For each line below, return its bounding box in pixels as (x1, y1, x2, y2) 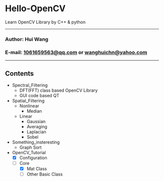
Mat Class (26, 166, 47, 172)
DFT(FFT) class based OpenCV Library (19, 87, 98, 93)
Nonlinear (19, 103, 40, 109)
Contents (5, 69, 34, 78)
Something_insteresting (12, 139, 60, 145)
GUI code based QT (19, 92, 60, 98)
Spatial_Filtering (12, 98, 45, 103)
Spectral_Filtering (12, 82, 48, 88)
